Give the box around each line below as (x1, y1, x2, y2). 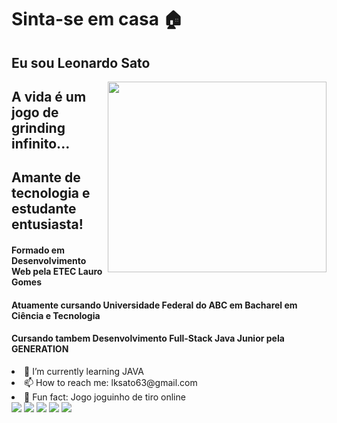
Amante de (11, 169, 81, 186)
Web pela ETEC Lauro (11, 265, 103, 277)
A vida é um (11, 88, 87, 105)
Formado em (11, 244, 65, 256)
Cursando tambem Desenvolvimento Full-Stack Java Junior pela (11, 332, 285, 345)
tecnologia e (11, 185, 91, 202)
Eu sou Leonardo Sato (11, 54, 151, 71)
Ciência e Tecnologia (11, 309, 101, 321)
